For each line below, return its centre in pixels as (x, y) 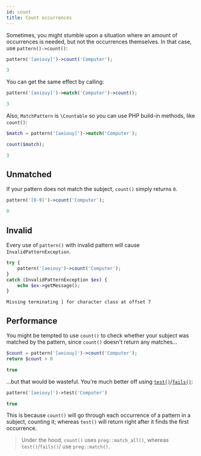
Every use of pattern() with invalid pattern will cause (73, 245)
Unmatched (29, 175)
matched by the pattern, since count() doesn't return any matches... (92, 342)
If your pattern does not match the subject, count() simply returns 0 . (92, 189)
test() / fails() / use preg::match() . (65, 447)
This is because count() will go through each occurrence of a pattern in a (98, 415)
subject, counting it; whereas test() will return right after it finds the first (97, 422)
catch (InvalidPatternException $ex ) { (57, 280)
